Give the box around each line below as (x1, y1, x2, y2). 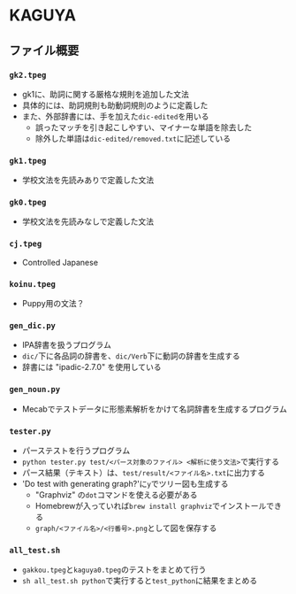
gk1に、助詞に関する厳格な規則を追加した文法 (21, 89, 190, 99)
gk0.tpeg (9, 197, 47, 208)
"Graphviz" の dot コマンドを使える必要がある (34, 489, 198, 500)
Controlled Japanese (21, 257, 99, 267)
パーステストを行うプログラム (21, 444, 131, 456)
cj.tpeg (9, 239, 42, 249)
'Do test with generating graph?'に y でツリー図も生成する (21, 478, 229, 489)
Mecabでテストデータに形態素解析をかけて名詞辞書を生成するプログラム (21, 404, 287, 414)
